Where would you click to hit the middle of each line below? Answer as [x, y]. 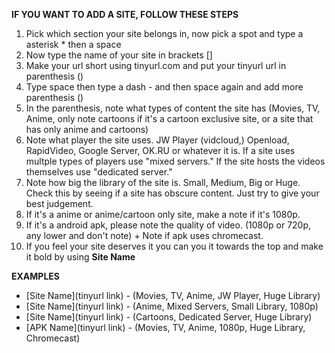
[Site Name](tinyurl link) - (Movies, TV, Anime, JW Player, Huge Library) [173, 295]
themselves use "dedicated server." [99, 172]
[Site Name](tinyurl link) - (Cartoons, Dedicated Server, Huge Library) [169, 317]
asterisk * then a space [73, 44]
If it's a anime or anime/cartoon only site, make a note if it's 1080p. [163, 214]
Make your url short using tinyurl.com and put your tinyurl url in [156, 65]
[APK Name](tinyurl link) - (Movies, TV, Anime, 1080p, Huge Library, [165, 327]
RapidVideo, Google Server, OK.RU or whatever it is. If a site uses [160, 150]
